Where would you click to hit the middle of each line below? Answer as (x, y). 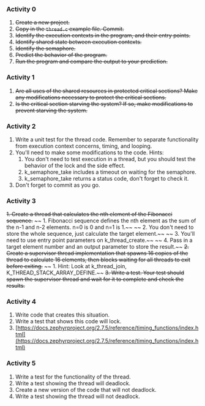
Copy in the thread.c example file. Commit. (69, 29)
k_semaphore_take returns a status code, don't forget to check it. (106, 178)
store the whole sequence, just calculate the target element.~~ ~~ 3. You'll (101, 234)
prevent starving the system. (51, 110)
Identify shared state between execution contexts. (78, 42)
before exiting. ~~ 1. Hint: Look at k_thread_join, (67, 266)
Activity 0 (21, 9)
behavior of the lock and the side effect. (75, 165)
